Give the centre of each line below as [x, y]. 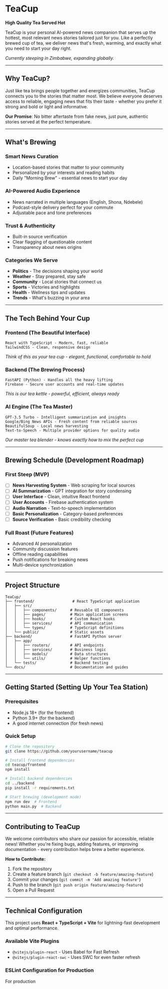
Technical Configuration [44, 910]
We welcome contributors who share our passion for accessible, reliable [79, 839]
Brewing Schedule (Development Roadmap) [74, 460]
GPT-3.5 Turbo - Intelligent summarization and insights [66, 417]
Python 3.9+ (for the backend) [43, 718]
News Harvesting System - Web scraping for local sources [74, 485]
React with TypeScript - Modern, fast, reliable [57, 343]
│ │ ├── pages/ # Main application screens [67, 614]
